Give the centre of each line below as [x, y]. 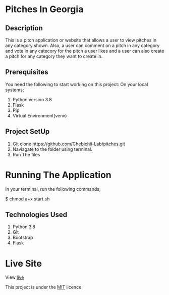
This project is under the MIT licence [43, 287]
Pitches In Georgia [44, 9]
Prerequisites [27, 72]
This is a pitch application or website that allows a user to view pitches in [81, 40]
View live [15, 277]
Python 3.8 [24, 227]
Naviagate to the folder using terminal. [52, 149]
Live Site [23, 263]
